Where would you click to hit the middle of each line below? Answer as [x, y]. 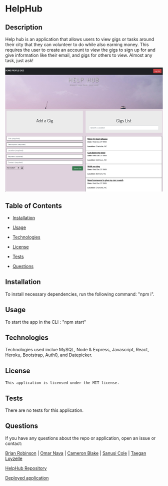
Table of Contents [34, 206]
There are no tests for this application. [44, 410]
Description [24, 27]
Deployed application [27, 478]
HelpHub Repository [26, 468]
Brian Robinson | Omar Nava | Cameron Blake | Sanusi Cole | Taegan [76, 453]
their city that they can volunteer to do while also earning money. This [77, 45]
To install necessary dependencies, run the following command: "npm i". [80, 294]
